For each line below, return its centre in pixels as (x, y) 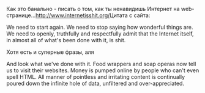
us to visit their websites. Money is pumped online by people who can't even (103, 70)
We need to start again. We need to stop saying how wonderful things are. (100, 27)
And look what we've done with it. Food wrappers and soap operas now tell (101, 64)
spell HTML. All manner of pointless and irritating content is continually (96, 77)
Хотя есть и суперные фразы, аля (50, 52)
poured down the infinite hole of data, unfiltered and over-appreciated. (95, 83)
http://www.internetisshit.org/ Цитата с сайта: (93, 15)
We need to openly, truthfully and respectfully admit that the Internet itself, (100, 34)
